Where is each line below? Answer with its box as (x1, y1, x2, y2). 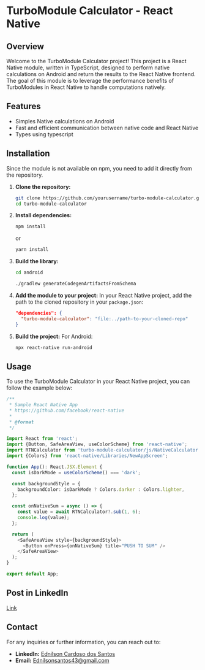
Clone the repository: (15, 183, 71, 190)
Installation (6, 148, 50, 159)
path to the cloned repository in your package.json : (15, 298, 144, 306)
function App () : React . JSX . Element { (6, 464, 103, 470)
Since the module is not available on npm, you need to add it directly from (6, 164, 193, 172)
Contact (6, 622, 38, 633)
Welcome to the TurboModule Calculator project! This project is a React (6, 58, 187, 64)
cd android (15, 269, 43, 276)
